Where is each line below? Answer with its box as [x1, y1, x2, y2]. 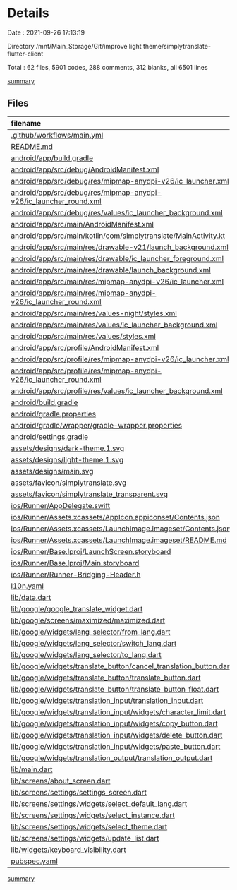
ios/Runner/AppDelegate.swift [11, 500, 111, 510]
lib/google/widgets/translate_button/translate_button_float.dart [11, 684, 219, 694]
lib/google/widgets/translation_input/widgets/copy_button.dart [11, 718, 219, 728]
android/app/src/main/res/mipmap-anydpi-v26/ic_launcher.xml [11, 277, 224, 287]
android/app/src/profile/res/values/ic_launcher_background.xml [11, 386, 224, 396]
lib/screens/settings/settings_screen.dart [11, 787, 147, 797]
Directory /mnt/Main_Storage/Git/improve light [7, 42, 142, 50]
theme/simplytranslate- [143, 42, 212, 50]
